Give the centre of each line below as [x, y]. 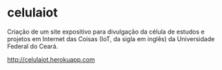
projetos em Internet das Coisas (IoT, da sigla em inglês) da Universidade [111, 38]
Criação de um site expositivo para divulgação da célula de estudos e [106, 32]
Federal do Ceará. [33, 46]
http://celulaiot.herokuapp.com [51, 59]
